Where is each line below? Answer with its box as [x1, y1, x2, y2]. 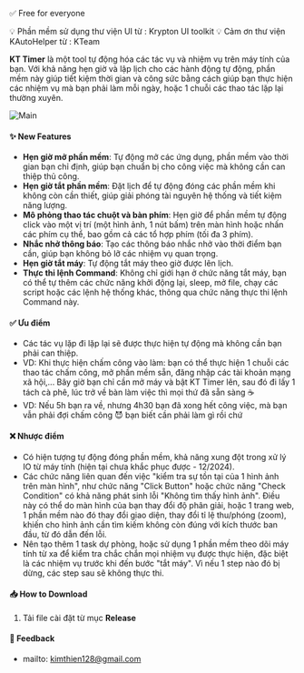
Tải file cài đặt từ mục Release [22, 612, 136, 623]
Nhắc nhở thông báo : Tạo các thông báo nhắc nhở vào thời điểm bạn [22, 238, 282, 249]
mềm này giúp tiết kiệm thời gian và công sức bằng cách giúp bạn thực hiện [9, 73, 293, 84]
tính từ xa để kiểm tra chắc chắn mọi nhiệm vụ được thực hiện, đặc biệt [22, 547, 289, 558]
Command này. [22, 296, 80, 307]
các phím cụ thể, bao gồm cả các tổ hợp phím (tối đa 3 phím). [22, 229, 254, 240]
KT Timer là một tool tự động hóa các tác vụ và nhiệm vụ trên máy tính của [9, 54, 290, 65]
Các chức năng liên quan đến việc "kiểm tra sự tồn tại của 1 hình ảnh [22, 470, 279, 481]
